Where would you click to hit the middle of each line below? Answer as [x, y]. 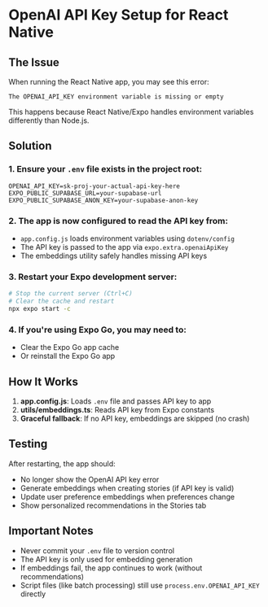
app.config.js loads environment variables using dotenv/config [127, 238]
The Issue [34, 62]
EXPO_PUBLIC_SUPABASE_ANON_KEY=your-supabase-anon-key [103, 200]
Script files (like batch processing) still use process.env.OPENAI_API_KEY [140, 585]
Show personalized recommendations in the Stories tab [113, 505]
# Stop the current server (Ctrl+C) [70, 294]
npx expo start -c [40, 309]
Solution [30, 146]
